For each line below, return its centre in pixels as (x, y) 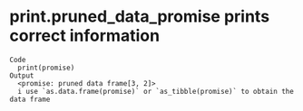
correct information (85, 36)
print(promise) (46, 68)
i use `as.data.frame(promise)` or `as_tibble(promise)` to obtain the (156, 91)
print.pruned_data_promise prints (140, 17)
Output (22, 75)
